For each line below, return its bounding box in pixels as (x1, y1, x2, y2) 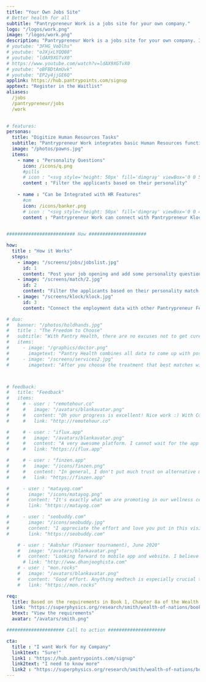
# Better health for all (6, 15, 70, 21)
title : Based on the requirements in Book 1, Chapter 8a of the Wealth (12, 598, 199, 605)
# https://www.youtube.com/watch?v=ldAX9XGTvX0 (6, 60, 131, 66)
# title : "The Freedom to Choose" (6, 327, 103, 334)
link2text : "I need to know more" (12, 661, 100, 667)
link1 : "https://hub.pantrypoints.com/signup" (12, 655, 136, 661)
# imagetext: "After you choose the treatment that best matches (6, 362, 193, 368)
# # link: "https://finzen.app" (6, 474, 105, 480)
